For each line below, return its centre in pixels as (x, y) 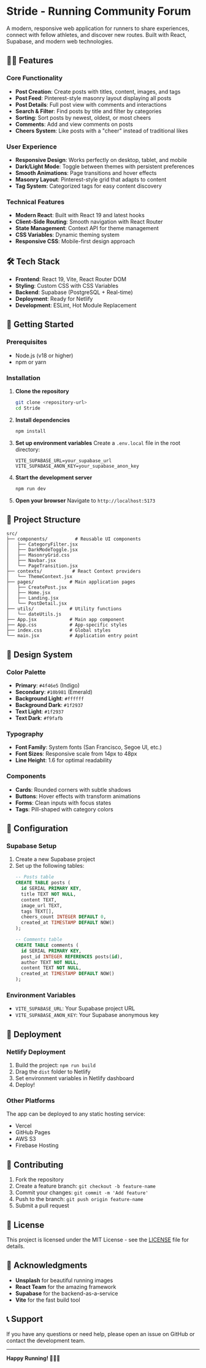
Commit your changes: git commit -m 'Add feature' (82, 1192)
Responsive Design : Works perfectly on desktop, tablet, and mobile (101, 160)
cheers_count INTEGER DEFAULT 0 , (64, 917)
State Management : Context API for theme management (87, 228)
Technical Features (36, 202)
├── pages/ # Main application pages (71, 582)
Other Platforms (31, 1100)
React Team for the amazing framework (66, 1286)
